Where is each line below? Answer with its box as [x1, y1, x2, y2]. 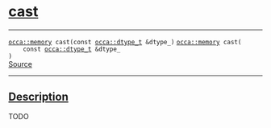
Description [8, 90, 69, 104]
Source [8, 59, 32, 68]
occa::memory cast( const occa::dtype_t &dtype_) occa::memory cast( [8, 38, 242, 46]
